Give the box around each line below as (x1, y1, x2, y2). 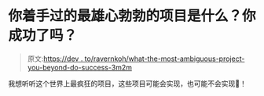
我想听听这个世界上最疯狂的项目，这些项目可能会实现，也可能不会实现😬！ (8, 79, 247, 88)
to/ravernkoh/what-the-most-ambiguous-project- (84, 54, 245, 63)
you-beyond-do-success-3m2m (27, 62, 132, 72)
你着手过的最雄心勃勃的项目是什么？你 (8, 7, 257, 25)
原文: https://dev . (27, 54, 83, 63)
